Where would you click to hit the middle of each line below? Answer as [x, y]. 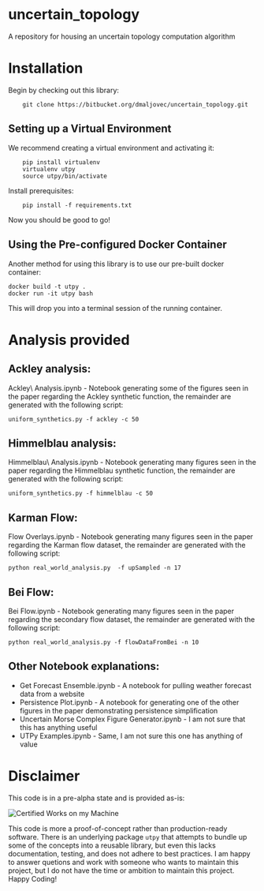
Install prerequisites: [41, 190]
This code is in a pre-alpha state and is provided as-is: [97, 798]
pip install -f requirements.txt [77, 205]
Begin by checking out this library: [64, 90]
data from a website [52, 694]
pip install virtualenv [61, 162]
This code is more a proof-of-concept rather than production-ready [118, 828]
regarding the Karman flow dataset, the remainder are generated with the [127, 545]
